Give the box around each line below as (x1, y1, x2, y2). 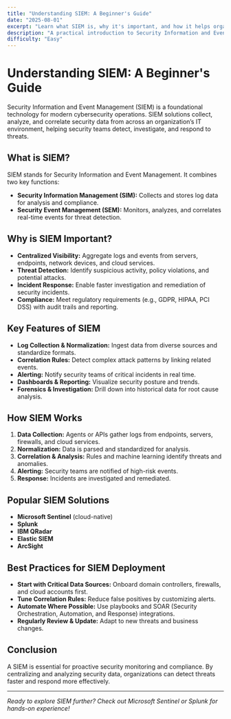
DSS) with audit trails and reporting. (16, 303, 119, 311)
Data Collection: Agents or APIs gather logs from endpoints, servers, (16, 430, 213, 438)
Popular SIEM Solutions (7, 494, 110, 506)
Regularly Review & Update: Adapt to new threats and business (16, 616, 199, 625)
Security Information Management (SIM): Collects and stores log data (16, 191, 219, 199)
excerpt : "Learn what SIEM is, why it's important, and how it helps (7, 23, 211, 30)
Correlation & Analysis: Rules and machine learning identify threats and (16, 452, 222, 460)
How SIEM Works (7, 412, 82, 424)
